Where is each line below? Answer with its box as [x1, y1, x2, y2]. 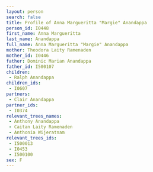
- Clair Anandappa [8, 96, 55, 102]
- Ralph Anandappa [8, 74, 55, 80]
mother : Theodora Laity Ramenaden [6, 47, 92, 53]
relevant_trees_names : [6, 113, 62, 119]
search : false [6, 14, 42, 20]
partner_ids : [6, 102, 39, 108]
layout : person [6, 8, 44, 15]
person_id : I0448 [6, 25, 49, 31]
